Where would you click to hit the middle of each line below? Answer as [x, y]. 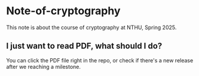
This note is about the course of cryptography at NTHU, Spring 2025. [91, 27]
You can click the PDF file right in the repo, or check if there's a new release [100, 60]
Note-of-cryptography [63, 11]
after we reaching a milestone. [44, 66]
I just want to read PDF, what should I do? [84, 46]
